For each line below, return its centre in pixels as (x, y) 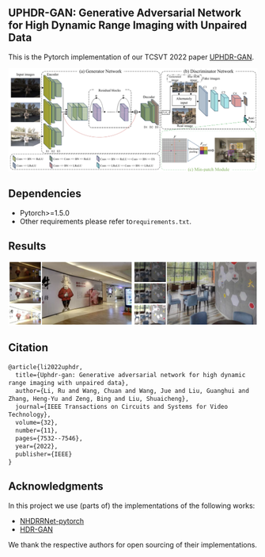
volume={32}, (37, 422)
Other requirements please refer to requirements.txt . (106, 221)
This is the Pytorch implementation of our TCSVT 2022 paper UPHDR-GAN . (131, 57)
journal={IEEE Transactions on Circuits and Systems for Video (121, 406)
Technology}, (30, 414)
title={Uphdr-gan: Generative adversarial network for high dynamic (131, 375)
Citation (28, 348)
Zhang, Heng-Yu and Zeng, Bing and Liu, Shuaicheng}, (99, 399)
